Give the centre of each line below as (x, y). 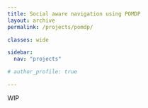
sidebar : (20, 53)
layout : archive (31, 20)
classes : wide (28, 40)
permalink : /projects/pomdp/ (50, 27)
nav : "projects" (38, 59)
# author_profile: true (42, 72)
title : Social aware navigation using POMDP (74, 14)
